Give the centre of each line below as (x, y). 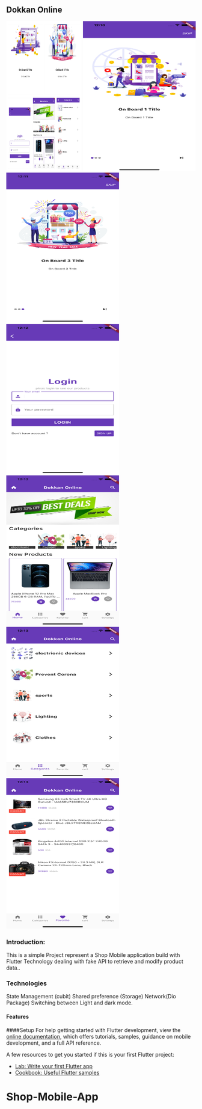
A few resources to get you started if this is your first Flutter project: (90, 1054)
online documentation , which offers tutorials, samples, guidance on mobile (99, 1036)
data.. (14, 968)
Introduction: (26, 942)
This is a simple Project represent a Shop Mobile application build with (93, 955)
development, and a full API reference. (54, 1043)
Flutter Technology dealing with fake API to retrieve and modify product (95, 962)
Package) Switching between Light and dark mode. (70, 1003)
